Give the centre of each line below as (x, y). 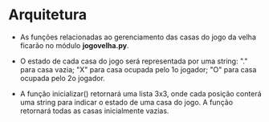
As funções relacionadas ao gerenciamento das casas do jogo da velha (138, 37)
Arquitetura (47, 15)
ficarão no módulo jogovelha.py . (75, 45)
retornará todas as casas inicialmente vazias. (94, 111)
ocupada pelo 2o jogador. (63, 78)
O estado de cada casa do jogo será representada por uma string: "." (134, 61)
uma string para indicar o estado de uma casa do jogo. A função (126, 102)
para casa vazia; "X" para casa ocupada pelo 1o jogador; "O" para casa (138, 69)
